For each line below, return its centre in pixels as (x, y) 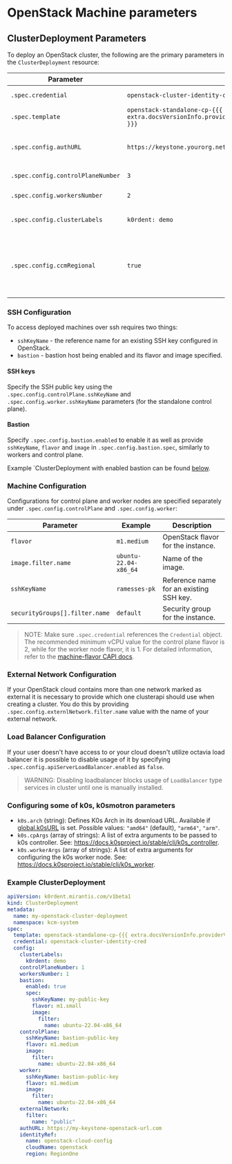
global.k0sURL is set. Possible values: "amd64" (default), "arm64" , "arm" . (118, 827)
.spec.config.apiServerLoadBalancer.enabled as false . (86, 766)
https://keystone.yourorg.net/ (178, 147)
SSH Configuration (39, 312)
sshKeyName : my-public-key (71, 1000)
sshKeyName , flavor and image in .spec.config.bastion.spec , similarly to (108, 447)
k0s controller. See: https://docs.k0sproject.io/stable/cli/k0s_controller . (118, 842)
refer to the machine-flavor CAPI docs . (79, 656)
